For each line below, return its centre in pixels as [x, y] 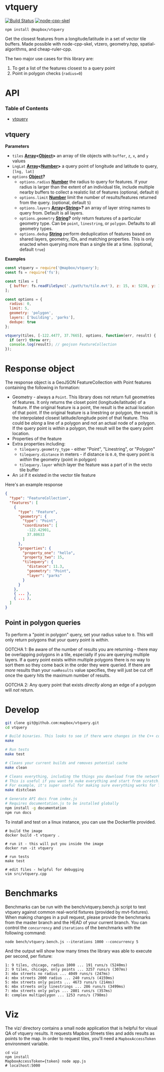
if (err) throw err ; [30, 340]
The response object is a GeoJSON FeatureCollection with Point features [78, 382]
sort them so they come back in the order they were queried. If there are [78, 665]
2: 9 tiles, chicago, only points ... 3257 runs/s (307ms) [66, 969]
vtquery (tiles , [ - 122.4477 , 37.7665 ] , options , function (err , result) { [81, 335]
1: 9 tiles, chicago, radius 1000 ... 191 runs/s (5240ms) [66, 965]
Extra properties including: [39, 444]
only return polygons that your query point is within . [57, 640]
